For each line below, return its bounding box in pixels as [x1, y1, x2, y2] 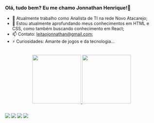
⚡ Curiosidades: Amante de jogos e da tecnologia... [12, 38, 115, 44]
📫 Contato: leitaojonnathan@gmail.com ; [12, 31, 93, 37]
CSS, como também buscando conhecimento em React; [12, 26, 125, 32]
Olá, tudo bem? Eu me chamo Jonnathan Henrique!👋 [5, 4, 131, 11]
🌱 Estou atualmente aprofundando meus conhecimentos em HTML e [12, 20, 150, 26]
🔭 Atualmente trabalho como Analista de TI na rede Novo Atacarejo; [12, 16, 148, 21]
